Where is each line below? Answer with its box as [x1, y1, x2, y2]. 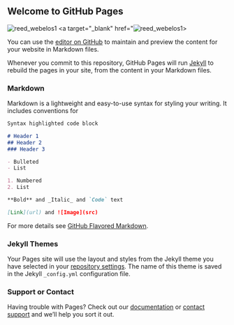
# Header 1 [7, 133, 39, 139]
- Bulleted [7, 158, 39, 165]
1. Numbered [7, 177, 42, 184]
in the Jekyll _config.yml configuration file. [7, 270, 131, 278]
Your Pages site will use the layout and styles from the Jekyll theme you [7, 255, 214, 264]
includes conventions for [7, 107, 79, 115]
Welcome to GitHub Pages [7, 6, 124, 17]
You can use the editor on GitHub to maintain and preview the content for [7, 38, 218, 46]
